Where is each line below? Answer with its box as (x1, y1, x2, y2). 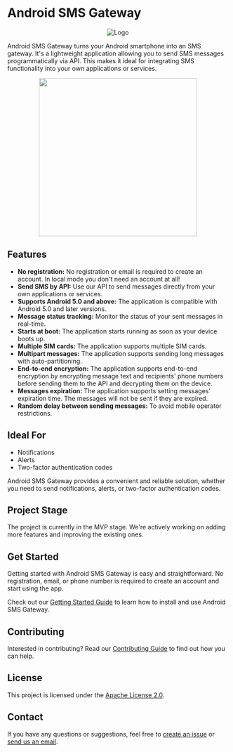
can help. (7, 652, 34, 660)
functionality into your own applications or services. (7, 64, 157, 72)
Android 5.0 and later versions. (17, 304, 107, 313)
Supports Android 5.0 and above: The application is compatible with (17, 297, 218, 305)
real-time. (17, 319, 46, 328)
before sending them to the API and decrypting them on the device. (17, 379, 213, 388)
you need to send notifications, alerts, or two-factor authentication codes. (7, 484, 221, 492)
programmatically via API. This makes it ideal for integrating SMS (7, 56, 195, 65)
